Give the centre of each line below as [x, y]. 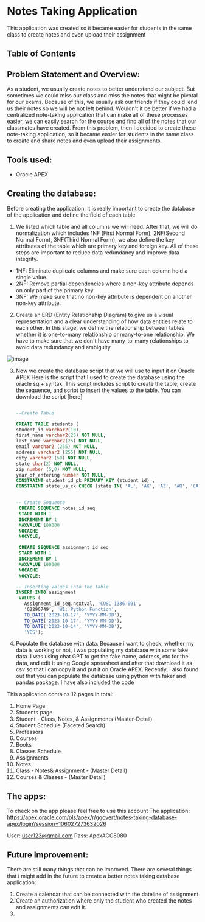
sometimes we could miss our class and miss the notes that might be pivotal [102, 96]
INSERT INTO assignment [46, 592]
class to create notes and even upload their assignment [76, 34]
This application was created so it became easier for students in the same [99, 28]
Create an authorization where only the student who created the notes [104, 901]
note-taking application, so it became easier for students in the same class [100, 134]
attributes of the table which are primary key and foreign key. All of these [107, 246]
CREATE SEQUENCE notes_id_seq [57, 508]
